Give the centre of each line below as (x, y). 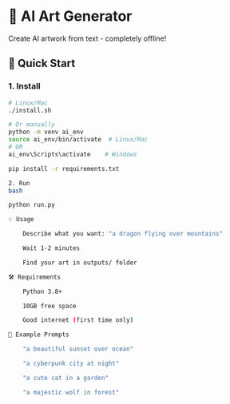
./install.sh (30, 110)
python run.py (32, 205)
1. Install (25, 86)
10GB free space (50, 306)
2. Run (19, 183)
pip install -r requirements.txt (64, 168)
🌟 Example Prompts (39, 335)
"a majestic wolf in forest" (71, 392)
